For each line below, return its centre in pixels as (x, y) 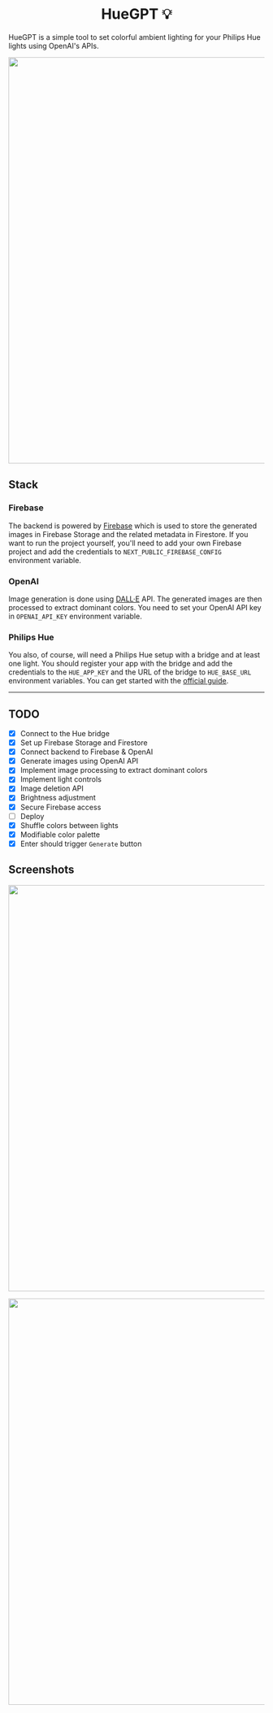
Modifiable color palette (60, 835)
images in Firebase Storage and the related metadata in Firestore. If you (128, 534)
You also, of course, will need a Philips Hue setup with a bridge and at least (134, 655)
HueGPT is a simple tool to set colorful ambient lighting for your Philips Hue (135, 37)
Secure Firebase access (61, 807)
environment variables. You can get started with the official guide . (119, 681)
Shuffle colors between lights (69, 825)
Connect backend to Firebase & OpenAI (87, 752)
